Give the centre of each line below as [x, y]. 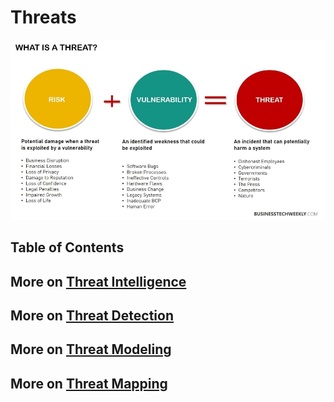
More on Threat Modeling [91, 349]
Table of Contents [67, 247]
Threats [43, 17]
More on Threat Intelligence [98, 281]
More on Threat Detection [92, 315]
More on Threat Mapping [89, 383]
